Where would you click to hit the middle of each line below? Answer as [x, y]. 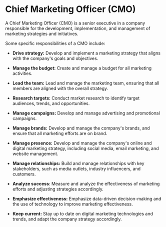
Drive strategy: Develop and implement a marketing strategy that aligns [86, 53]
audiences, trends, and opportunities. [51, 103]
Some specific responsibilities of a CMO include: [55, 43]
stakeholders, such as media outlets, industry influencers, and [76, 168]
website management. [35, 153]
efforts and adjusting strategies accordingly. [58, 189]
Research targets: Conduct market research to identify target [76, 98]
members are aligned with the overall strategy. [60, 88]
